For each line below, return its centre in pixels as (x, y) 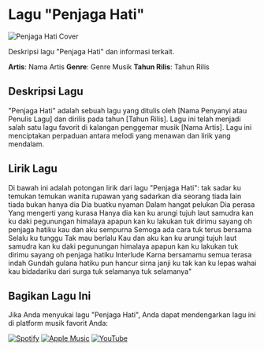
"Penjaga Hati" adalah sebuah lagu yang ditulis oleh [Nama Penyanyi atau (128, 110)
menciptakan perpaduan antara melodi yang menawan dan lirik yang (119, 135)
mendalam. (26, 144)
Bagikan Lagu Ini (50, 296)
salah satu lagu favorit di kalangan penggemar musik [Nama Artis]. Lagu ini (130, 127)
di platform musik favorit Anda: (58, 323)
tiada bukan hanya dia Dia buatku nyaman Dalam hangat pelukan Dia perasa (132, 204)
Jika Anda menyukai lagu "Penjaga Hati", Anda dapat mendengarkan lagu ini (132, 315)
